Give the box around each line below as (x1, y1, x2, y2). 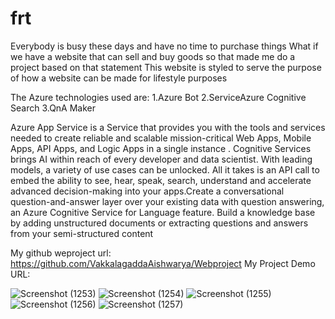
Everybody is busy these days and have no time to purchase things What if (10, 40, 319, 52)
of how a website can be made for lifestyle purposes (10, 72, 228, 84)
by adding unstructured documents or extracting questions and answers (10, 217, 309, 229)
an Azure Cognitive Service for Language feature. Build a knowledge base (10, 206, 316, 218)
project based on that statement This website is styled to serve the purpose (10, 61, 322, 73)
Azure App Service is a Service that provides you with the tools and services (10, 121, 326, 133)
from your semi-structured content (10, 227, 154, 239)
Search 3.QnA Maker (10, 102, 97, 114)
